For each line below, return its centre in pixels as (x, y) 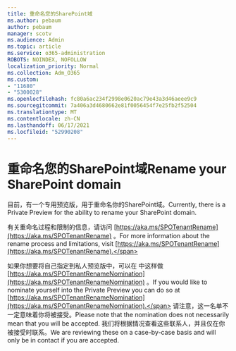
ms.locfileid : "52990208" (45, 132)
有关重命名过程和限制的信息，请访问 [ (62, 227)
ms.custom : (23, 79)
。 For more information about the (161, 236)
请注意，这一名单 (197, 306)
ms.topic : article (34, 47)
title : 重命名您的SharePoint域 (50, 14)
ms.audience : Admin (36, 40)
